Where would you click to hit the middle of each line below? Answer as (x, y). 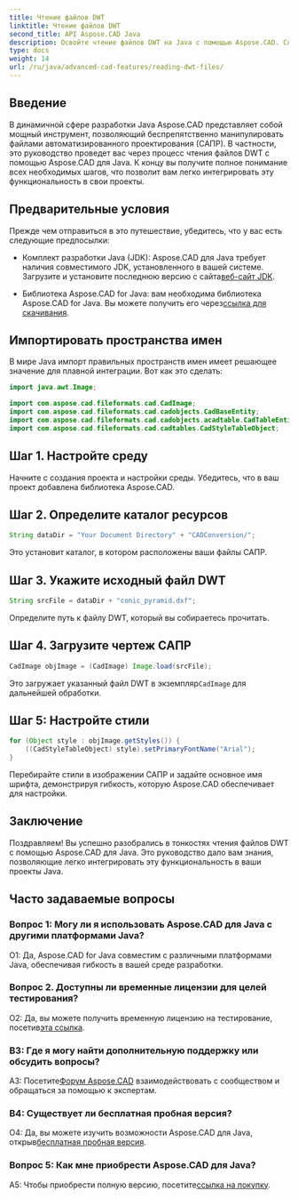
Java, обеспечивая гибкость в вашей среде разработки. (116, 964)
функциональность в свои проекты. (77, 181)
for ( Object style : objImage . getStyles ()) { (94, 741)
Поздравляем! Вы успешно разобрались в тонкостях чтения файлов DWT (149, 842)
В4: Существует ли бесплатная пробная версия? (121, 1114)
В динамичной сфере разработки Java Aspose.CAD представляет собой (146, 125)
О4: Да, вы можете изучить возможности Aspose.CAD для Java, (131, 1133)
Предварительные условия (90, 209)
